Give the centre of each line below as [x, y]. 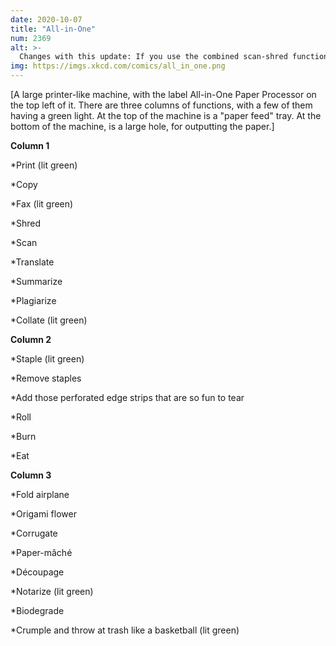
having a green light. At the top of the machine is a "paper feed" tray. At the [166, 115]
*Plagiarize [33, 300]
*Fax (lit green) [42, 204]
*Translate [32, 262]
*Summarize [36, 281]
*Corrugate [34, 533]
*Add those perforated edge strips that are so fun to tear [127, 397]
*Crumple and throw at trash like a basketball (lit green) [125, 630]
